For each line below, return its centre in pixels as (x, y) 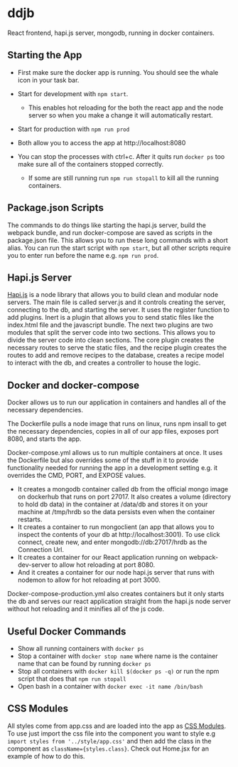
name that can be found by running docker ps (84, 663)
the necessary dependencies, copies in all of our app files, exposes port (113, 432)
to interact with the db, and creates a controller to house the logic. (104, 363)
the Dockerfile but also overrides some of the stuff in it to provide (103, 460)
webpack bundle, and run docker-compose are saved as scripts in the (110, 232)
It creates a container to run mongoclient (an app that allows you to (116, 527)
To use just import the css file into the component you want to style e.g (111, 733)
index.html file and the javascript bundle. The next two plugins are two (110, 325)
